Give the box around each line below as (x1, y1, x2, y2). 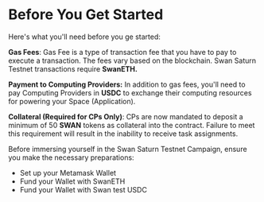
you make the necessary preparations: (8, 153, 134, 162)
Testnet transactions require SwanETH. (8, 64, 138, 73)
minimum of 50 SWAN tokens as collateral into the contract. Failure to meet (8, 120, 255, 130)
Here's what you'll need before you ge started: (8, 32, 161, 41)
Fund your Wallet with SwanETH (19, 177, 126, 186)
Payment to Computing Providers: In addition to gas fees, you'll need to (8, 80, 246, 89)
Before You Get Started (8, 6, 164, 24)
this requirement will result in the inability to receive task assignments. (8, 129, 239, 138)
